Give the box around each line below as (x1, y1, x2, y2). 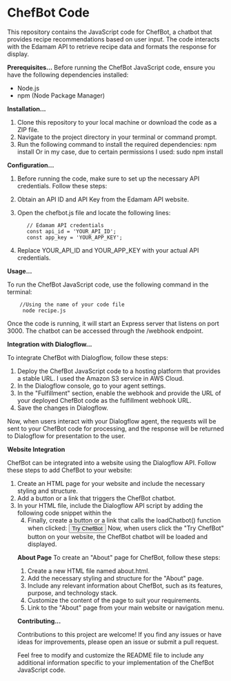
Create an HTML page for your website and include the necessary (17, 479, 205, 487)
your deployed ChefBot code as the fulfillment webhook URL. (17, 396, 192, 404)
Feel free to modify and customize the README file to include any (17, 651, 205, 659)
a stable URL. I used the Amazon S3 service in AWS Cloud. (17, 374, 184, 382)
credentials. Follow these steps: (17, 181, 108, 190)
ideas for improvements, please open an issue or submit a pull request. (17, 637, 219, 646)
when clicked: (27, 524, 68, 532)
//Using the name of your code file (19, 301, 125, 308)
